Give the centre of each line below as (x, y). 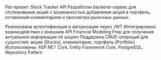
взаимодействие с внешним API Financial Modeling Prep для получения (80, 32)
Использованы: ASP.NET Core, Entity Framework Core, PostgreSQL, (74, 47)
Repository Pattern (24, 52)
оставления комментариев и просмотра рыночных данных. (68, 17)
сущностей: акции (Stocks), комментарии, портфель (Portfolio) (70, 42)
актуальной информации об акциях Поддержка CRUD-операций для (77, 37)
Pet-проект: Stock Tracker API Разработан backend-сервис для (71, 7)
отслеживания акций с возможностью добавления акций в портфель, (78, 12)
